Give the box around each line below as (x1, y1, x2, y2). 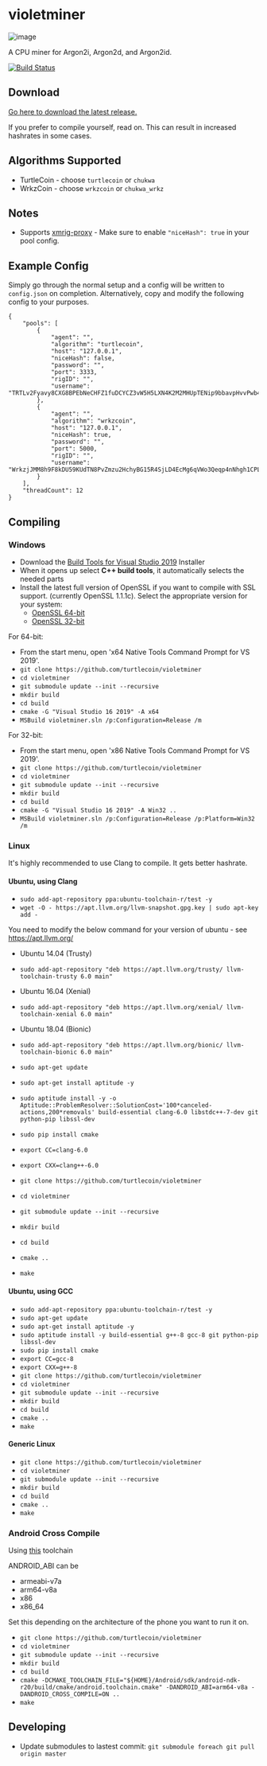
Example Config (8, 259, 89, 272)
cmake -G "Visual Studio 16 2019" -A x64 (19, 708, 159, 715)
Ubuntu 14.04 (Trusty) (19, 949, 93, 958)
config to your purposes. (8, 297, 90, 307)
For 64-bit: (8, 631, 44, 641)
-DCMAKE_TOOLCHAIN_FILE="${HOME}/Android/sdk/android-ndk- (41, 1677, 241, 1685)
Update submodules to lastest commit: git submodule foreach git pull (19, 1741, 255, 1751)
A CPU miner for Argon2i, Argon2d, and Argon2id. (8, 47, 172, 57)
